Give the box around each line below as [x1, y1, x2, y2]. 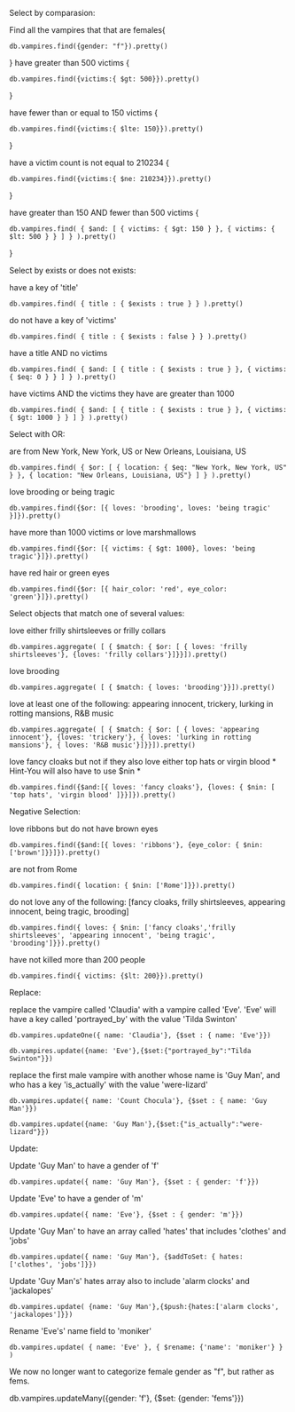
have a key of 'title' [9, 282, 79, 292]
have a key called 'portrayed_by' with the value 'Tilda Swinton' [9, 1014, 237, 1024]
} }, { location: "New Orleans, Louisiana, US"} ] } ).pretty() [9, 471, 252, 480]
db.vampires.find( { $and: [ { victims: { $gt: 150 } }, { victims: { [9, 225, 276, 234]
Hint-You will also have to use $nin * [9, 765, 142, 776]
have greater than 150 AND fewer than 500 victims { [9, 208, 199, 218]
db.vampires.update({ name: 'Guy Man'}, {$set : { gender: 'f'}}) [9, 1178, 260, 1186]
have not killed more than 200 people [9, 955, 146, 964]
